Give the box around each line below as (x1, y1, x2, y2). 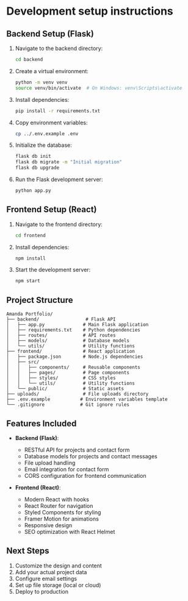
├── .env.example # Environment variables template (6, 396, 168, 403)
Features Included (6, 418, 77, 429)
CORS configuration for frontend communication (24, 472, 146, 479)
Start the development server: (15, 266, 91, 274)
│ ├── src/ (6, 359, 40, 365)
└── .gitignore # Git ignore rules (6, 402, 130, 408)
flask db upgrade (15, 165, 60, 171)
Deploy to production (15, 588, 69, 595)
